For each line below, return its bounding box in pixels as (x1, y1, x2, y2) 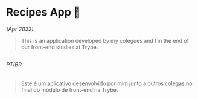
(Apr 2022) (6, 25, 34, 33)
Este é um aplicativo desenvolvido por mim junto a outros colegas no (21, 80, 193, 87)
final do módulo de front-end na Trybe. (21, 86, 118, 93)
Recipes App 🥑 (6, 5, 81, 19)
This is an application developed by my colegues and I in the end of (21, 37, 189, 44)
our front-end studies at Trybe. (21, 43, 98, 51)
